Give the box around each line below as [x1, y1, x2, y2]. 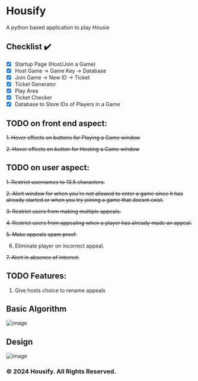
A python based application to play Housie [6, 24, 110, 31]
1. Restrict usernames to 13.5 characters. [6, 178, 106, 185]
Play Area [14, 87, 39, 94]
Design [6, 336, 33, 347]
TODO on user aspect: [6, 163, 90, 173]
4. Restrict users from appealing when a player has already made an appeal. [6, 219, 193, 226]
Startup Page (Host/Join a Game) [14, 61, 96, 68]
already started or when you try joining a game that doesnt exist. [6, 196, 164, 203]
